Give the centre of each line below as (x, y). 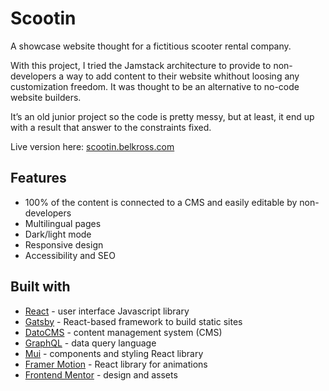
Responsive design (64, 244)
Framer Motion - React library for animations (116, 364)
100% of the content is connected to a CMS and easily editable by (161, 202)
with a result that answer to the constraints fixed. (111, 127)
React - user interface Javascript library (107, 311)
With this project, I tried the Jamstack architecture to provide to (141, 65)
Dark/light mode (58, 234)
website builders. (46, 97)
